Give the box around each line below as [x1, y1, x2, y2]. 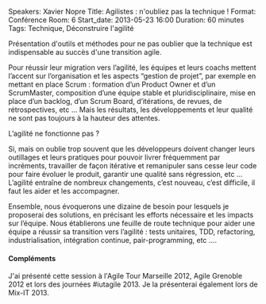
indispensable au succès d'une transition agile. [8, 48, 162, 56]
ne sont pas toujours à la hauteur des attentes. [8, 114, 160, 122]
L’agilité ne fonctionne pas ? [8, 129, 100, 138]
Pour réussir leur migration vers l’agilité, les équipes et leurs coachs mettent [8, 63, 256, 72]
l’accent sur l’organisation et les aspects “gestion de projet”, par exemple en [8, 71, 256, 80]
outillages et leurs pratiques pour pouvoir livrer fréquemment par [8, 152, 221, 162]
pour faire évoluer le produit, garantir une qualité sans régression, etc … [8, 170, 244, 179]
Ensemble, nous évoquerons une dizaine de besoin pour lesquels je [8, 202, 229, 211]
